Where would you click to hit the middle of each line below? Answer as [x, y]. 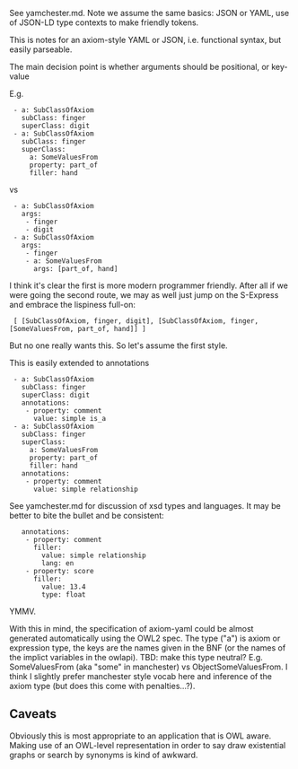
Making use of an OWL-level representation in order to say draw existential [148, 745]
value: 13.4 [64, 587]
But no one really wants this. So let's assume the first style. [118, 345]
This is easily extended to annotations [79, 363]
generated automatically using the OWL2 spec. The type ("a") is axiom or [145, 638]
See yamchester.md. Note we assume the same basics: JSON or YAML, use [149, 13]
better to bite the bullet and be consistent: [87, 516]
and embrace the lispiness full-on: [73, 305]
